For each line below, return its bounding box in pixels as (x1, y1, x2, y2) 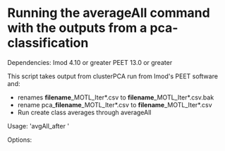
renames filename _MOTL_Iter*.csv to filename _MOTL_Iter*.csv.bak (17, 93, 214, 102)
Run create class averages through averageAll (17, 108, 152, 116)
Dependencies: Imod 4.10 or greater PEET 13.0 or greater (7, 58, 173, 66)
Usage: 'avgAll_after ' (7, 121, 69, 130)
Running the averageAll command (7, 5, 210, 21)
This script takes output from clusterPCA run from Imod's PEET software (7, 72, 219, 80)
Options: (7, 135, 32, 144)
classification (7, 35, 89, 51)
